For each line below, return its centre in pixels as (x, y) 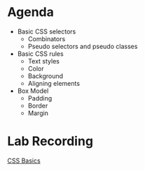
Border (38, 105)
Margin (38, 113)
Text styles (43, 61)
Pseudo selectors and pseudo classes (83, 46)
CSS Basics (24, 161)
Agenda (30, 12)
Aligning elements (54, 83)
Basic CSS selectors (47, 31)
